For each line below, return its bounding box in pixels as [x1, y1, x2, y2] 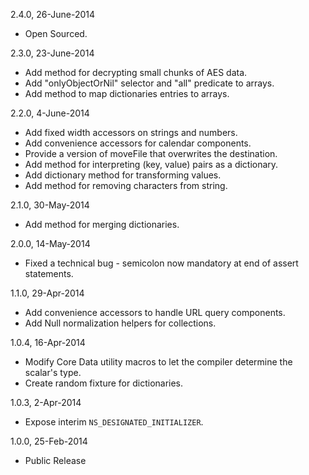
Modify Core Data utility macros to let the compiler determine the [24, 356, 293, 368]
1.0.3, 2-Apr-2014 [10, 397, 82, 408]
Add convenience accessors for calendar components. [24, 137, 252, 149]
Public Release [24, 455, 87, 466]
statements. [24, 268, 74, 279]
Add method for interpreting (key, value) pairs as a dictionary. [24, 159, 279, 170]
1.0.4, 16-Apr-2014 [10, 337, 86, 348]
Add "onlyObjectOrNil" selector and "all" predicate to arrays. [24, 77, 275, 89]
